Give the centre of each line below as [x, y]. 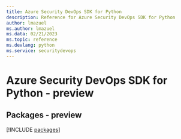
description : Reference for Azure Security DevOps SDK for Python [91, 17]
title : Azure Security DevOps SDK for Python [64, 12]
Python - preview [50, 93]
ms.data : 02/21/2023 [32, 34]
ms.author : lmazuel [31, 28]
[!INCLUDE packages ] [33, 129]
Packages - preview [44, 115]
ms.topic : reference [32, 40]
